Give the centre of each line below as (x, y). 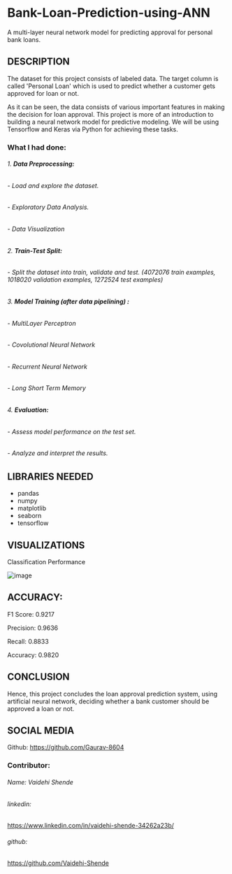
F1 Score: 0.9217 (31, 614)
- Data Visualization (36, 229)
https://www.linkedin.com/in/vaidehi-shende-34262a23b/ (91, 826)
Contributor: (29, 766)
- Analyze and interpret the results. (58, 453)
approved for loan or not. (43, 93)
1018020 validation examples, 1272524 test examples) (85, 280)
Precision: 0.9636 (33, 628)
